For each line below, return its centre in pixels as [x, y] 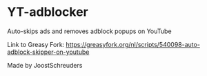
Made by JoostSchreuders [45, 65]
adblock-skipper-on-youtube [48, 52]
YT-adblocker [48, 12]
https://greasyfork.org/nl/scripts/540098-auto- [133, 44]
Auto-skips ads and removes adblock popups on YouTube [89, 31]
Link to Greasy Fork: [36, 44]
